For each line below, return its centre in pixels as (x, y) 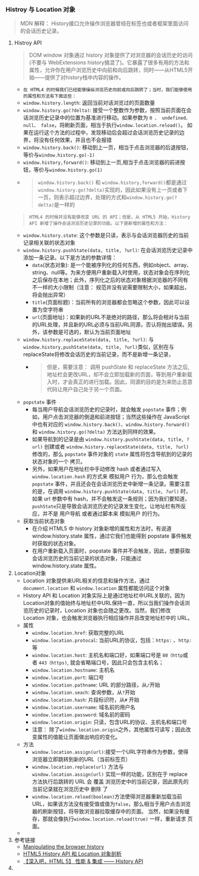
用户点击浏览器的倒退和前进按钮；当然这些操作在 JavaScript (116, 417)
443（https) (53, 663)
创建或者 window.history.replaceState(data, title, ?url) (116, 447)
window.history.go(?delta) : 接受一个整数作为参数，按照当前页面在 (105, 110)
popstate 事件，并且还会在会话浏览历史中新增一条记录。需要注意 (111, 484)
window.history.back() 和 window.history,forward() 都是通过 (112, 182)
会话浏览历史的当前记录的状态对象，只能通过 (87, 559)
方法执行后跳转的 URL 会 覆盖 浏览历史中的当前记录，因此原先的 (110, 782)
